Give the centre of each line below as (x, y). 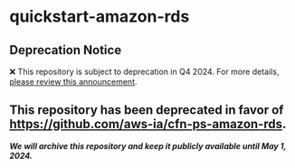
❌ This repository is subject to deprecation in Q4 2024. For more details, (144, 71)
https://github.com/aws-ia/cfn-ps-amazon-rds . (148, 124)
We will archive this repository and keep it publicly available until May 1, (148, 145)
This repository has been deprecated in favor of (147, 110)
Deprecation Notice (66, 50)
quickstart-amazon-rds (100, 17)
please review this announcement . (73, 82)
